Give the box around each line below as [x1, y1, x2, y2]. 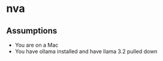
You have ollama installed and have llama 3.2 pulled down [14, 48, 158, 55]
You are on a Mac [14, 41, 59, 48]
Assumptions [6, 26, 58, 36]
